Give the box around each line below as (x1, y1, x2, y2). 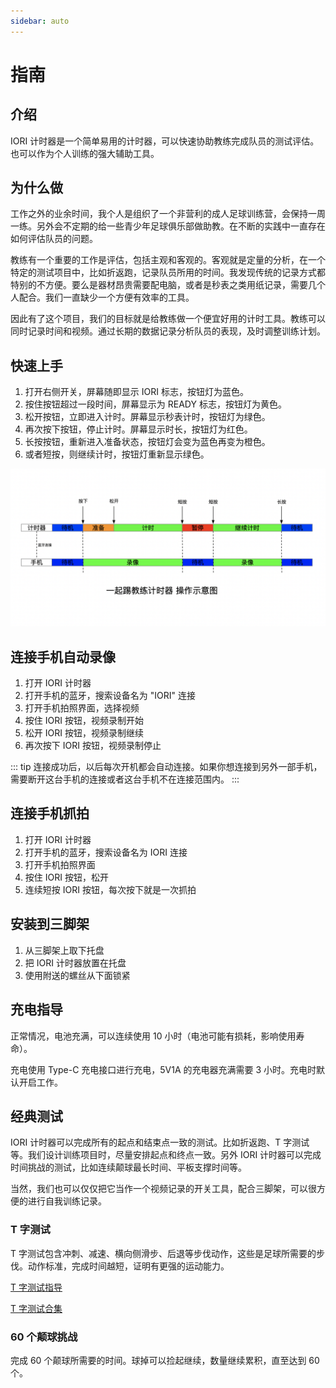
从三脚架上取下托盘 (24, 944, 105, 956)
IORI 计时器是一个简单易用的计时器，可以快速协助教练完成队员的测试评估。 (10, 135, 320, 147)
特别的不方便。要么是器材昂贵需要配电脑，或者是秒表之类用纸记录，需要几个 (10, 279, 326, 291)
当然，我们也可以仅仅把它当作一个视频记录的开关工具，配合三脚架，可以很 (10, 1183, 317, 1195)
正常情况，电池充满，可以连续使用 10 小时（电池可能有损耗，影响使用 (10, 1030, 297, 1042)
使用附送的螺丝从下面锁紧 (24, 969, 131, 981)
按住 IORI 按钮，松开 (24, 871, 109, 883)
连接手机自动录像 (10, 648, 116, 665)
